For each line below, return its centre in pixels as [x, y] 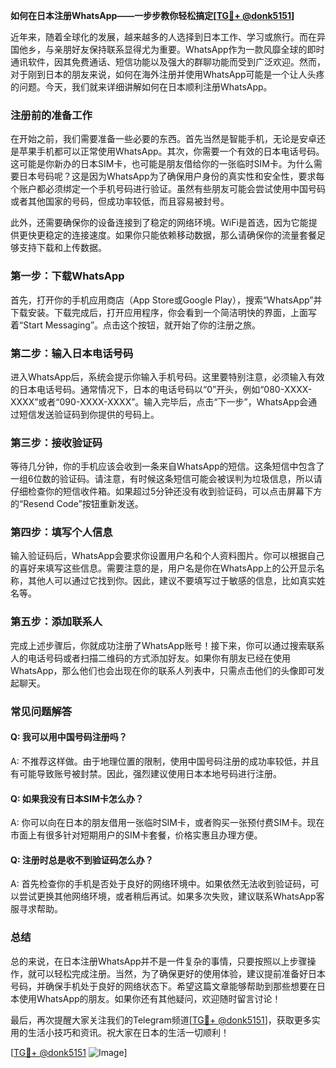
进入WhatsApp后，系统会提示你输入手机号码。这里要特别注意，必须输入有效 [167, 376]
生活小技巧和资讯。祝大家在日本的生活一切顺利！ [128, 1032]
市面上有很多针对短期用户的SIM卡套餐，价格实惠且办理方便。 [136, 835]
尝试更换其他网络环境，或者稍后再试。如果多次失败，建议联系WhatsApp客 [171, 896]
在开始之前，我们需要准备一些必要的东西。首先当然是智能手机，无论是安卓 [163, 139]
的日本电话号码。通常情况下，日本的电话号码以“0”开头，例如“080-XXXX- [161, 389]
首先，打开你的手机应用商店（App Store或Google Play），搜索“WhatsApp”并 [166, 300]
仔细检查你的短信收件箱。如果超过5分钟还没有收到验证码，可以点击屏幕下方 [166, 491]
